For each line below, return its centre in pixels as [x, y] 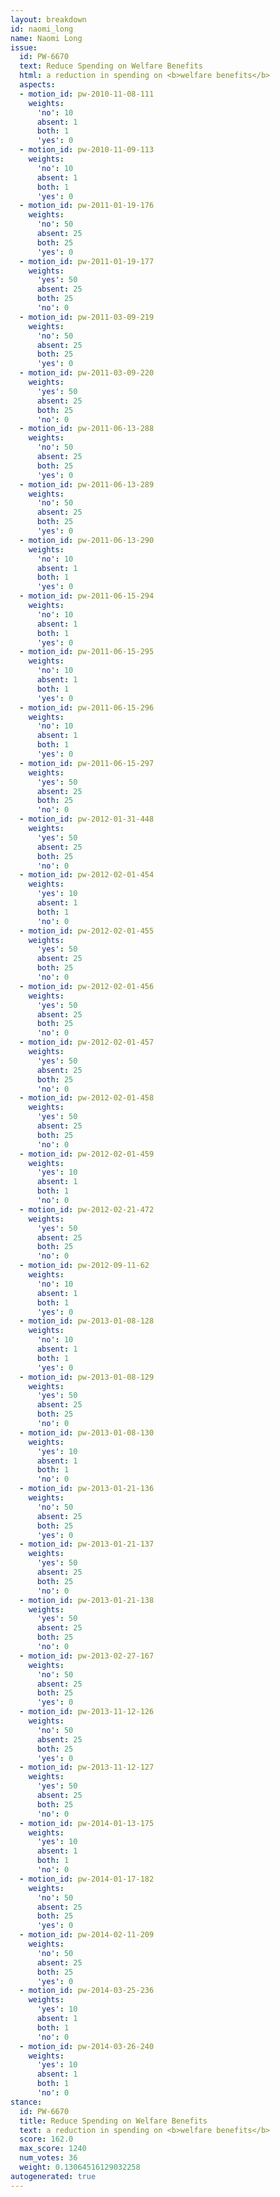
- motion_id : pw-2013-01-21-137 [87, 1544]
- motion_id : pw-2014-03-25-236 [87, 1991]
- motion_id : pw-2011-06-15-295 [87, 652]
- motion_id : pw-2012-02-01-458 [87, 1098]
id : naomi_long [42, 29]
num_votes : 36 [48, 2158]
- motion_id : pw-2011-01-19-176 [87, 206]
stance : [26, 2102]
